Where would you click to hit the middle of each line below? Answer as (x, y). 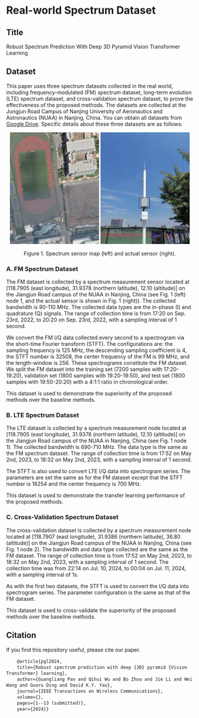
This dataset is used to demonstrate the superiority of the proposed (89, 394)
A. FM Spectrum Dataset (42, 269)
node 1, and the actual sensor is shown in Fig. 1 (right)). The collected (91, 301)
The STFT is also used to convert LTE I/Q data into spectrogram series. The (98, 472)
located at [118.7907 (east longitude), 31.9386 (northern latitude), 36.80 (94, 536)
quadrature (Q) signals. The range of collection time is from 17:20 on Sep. (96, 314)
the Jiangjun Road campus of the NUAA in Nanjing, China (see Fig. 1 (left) (96, 295)
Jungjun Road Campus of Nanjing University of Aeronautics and (84, 111)
